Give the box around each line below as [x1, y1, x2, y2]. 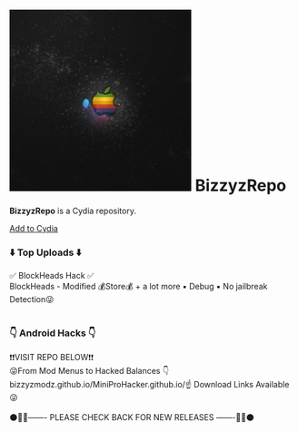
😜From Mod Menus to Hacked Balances [9, 365, 161, 376]
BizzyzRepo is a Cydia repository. [9, 205, 136, 216]
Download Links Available [194, 378, 290, 389]
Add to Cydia [9, 222, 59, 233]
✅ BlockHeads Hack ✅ [9, 270, 94, 281]
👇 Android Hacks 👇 [9, 327, 96, 339]
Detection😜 [9, 294, 55, 305]
